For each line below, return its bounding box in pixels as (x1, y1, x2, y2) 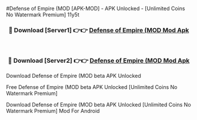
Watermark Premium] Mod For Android (6, 107, 100, 114)
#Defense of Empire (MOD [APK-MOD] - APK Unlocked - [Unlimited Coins (6, 5, 185, 12)
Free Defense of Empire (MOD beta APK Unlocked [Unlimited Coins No (6, 83, 178, 90)
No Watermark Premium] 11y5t (6, 11, 79, 18)
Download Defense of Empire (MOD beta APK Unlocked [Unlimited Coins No (6, 101, 191, 108)
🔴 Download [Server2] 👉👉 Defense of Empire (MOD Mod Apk (8, 57, 190, 65)
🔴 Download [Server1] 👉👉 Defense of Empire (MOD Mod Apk (8, 26, 189, 34)
